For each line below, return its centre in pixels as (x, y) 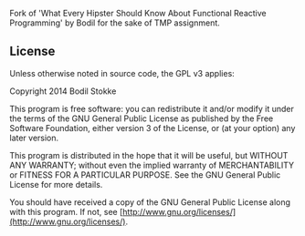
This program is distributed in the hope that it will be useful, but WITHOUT (149, 155)
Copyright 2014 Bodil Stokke (63, 91)
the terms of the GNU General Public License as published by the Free (142, 118)
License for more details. (56, 184)
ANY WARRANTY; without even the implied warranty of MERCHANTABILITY (152, 165)
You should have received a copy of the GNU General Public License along (150, 202)
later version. (34, 138)
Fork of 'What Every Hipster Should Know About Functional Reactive (138, 13)
